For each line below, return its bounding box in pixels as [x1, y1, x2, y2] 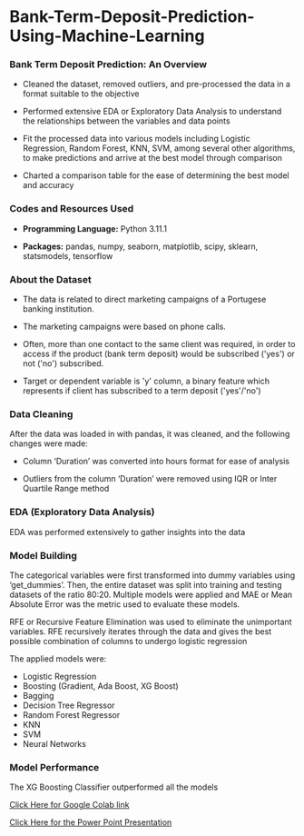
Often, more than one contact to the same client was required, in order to [22, 339, 296, 350]
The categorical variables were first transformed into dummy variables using [9, 570, 296, 581]
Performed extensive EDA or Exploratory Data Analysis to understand [22, 106, 282, 117]
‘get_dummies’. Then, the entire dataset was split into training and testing [9, 579, 282, 590]
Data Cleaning [9, 408, 74, 420]
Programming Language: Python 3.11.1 [22, 223, 168, 234]
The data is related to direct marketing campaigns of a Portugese [22, 294, 267, 305]
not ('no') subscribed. [22, 358, 104, 369]
